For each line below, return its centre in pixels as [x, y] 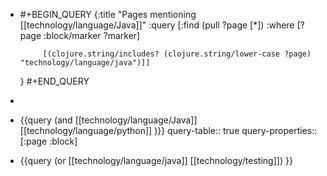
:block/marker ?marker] [92, 35]
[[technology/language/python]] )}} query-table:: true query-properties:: [168, 130]
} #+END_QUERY [54, 81]
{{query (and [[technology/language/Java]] [108, 120]
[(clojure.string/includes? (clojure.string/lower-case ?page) [177, 54]
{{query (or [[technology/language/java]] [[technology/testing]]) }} [156, 160]
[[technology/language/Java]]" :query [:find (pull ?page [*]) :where [157, 25]
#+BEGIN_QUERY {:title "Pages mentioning [108, 14]
